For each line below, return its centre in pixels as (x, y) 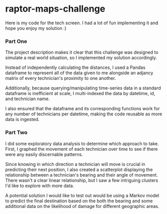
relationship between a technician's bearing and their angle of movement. (82, 175)
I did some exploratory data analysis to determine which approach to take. (82, 143)
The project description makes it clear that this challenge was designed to (82, 52)
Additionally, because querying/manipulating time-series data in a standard (83, 88)
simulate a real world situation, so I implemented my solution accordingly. (81, 58)
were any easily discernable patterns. (44, 154)
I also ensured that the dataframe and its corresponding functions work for (82, 109)
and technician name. (28, 99)
